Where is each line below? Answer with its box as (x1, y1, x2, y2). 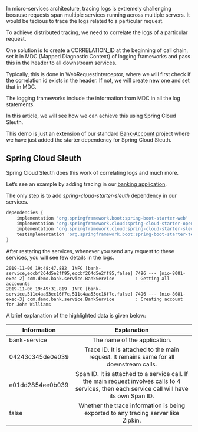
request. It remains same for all (89, 353, 175, 361)
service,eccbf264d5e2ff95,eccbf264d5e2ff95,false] (6, 271, 133, 277)
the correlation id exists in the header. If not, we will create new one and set (6, 77, 190, 84)
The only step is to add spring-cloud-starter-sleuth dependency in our (6, 192, 177, 199)
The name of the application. (92, 336, 172, 344)
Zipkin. (122, 416, 141, 424)
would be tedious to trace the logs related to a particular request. (6, 18, 164, 24)
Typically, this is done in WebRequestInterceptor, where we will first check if (6, 71, 191, 77)
